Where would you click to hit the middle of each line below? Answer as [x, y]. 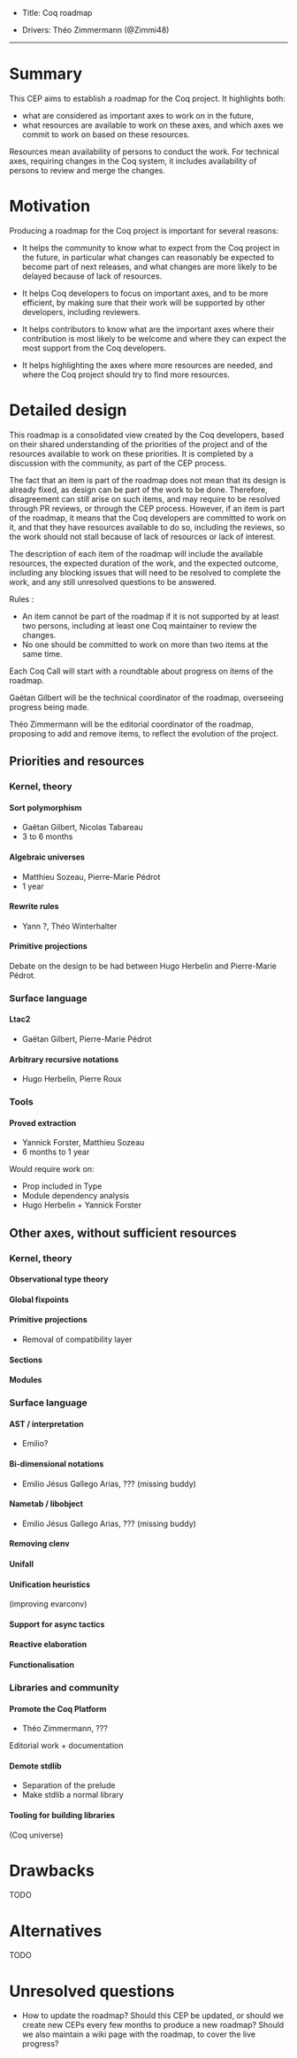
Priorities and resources [77, 762]
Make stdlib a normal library [72, 1795]
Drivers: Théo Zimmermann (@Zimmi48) [95, 30]
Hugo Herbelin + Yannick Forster [81, 1205]
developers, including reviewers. [81, 312]
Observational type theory [59, 1279]
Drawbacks [52, 1870]
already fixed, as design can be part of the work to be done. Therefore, [138, 489]
